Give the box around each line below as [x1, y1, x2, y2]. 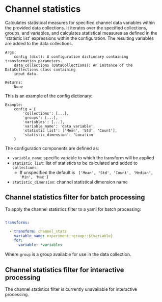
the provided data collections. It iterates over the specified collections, [5, 25, 148, 30]
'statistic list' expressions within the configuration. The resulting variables [5, 35, 154, 41]
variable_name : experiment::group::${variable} [14, 233, 113, 238]
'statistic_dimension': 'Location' [23, 132, 96, 137]
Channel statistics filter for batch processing [5, 193, 145, 201]
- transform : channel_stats [9, 229, 67, 234]
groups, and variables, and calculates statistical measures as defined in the [5, 30, 158, 36]
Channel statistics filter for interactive [5, 266, 124, 274]
